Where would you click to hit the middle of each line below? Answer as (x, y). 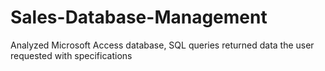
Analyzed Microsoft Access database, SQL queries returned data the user (162, 45)
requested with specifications (71, 55)
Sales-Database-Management (139, 17)
